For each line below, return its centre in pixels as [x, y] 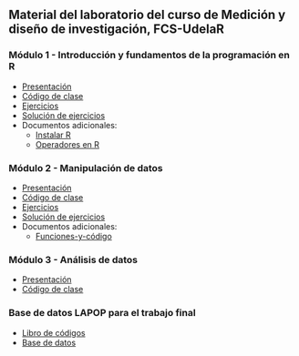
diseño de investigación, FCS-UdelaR [117, 30]
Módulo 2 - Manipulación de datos [86, 168]
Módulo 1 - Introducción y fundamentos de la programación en [149, 56]
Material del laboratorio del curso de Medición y [147, 15]
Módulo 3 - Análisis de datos [73, 259]
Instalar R [53, 135]
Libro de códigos [53, 332]
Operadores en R [67, 144]
